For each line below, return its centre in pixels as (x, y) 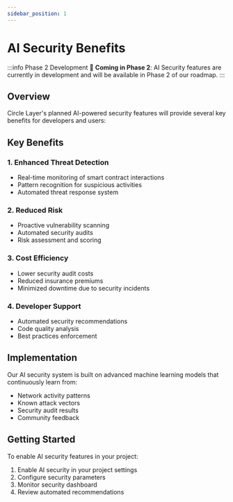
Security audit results (48, 410)
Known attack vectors (49, 403)
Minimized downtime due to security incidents (83, 288)
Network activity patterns (54, 395)
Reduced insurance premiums (60, 281)
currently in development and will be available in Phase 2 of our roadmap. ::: (116, 74)
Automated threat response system (68, 193)
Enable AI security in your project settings (77, 469)
